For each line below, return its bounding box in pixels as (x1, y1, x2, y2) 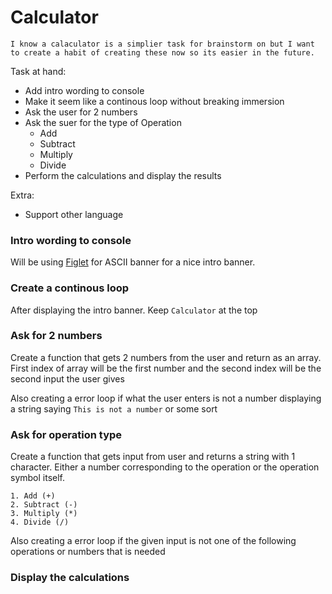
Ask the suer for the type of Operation (24, 116, 182, 128)
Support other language (24, 208, 124, 220)
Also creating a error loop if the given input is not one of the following (10, 535, 297, 547)
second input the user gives (10, 372, 125, 385)
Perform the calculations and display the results (24, 169, 222, 181)
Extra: (10, 189, 35, 201)
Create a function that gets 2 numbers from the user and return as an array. (10, 351, 322, 363)
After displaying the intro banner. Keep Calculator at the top (10, 304, 258, 316)
